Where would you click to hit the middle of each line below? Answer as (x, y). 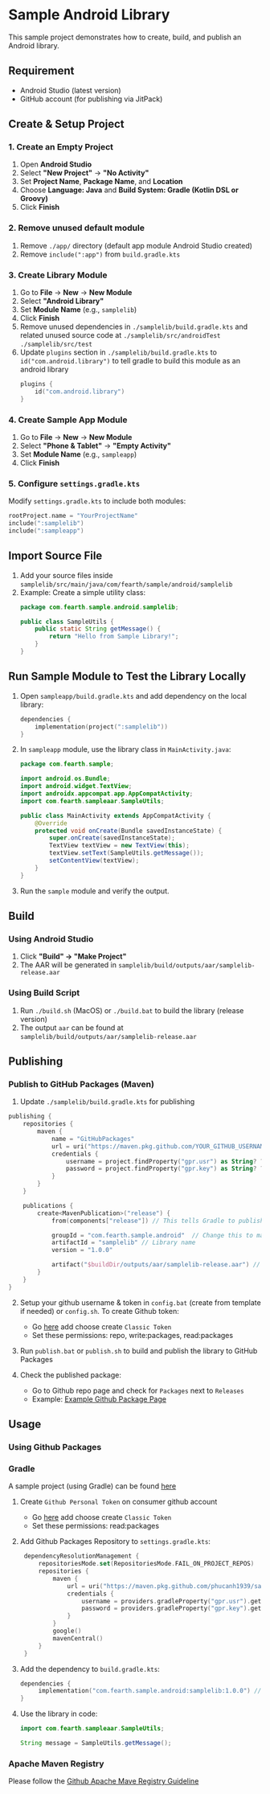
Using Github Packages (55, 1447)
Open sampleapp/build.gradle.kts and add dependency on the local (133, 696)
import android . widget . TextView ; (76, 786)
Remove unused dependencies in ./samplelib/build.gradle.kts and (134, 326)
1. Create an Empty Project (61, 147)
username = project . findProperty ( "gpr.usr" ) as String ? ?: (166, 1161)
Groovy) (34, 199)
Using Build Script (44, 993)
